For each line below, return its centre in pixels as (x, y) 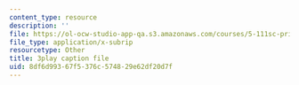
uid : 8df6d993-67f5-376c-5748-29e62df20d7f (91, 67)
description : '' (39, 26)
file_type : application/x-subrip (71, 42)
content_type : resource (53, 17)
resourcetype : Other (48, 50)
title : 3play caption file (59, 58)
